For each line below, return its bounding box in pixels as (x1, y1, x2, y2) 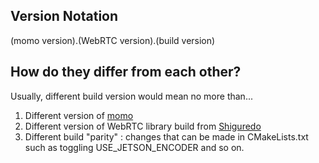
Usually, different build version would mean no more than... (10, 90, 253, 102)
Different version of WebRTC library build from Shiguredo (24, 120, 262, 132)
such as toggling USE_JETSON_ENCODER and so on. (24, 141, 245, 153)
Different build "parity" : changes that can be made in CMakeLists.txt (24, 130, 309, 143)
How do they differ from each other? (10, 64, 242, 81)
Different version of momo (24, 109, 134, 121)
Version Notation (10, 8, 119, 25)
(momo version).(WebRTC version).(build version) (10, 34, 216, 46)
